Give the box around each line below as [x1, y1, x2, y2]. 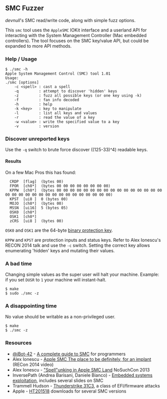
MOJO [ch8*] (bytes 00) [9, 201, 64, 206]
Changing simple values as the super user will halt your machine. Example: [5, 271, 159, 277]
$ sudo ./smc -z [5, 290, 39, 296]
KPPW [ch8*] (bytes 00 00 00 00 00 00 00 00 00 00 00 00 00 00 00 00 [9, 188, 162, 193]
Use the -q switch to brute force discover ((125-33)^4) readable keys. [5, 147, 148, 153]
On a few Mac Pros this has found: [5, 169, 76, 175]
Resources [5, 339, 32, 346]
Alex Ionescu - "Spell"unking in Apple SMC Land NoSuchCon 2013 [12, 366, 150, 372]
